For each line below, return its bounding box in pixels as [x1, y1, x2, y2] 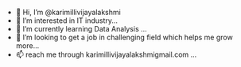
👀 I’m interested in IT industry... [15, 16, 118, 25]
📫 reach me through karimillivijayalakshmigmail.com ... [15, 50, 197, 59]
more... [15, 41, 40, 50]
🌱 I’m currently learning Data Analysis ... [15, 24, 147, 33]
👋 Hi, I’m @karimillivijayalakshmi [15, 8, 121, 17]
